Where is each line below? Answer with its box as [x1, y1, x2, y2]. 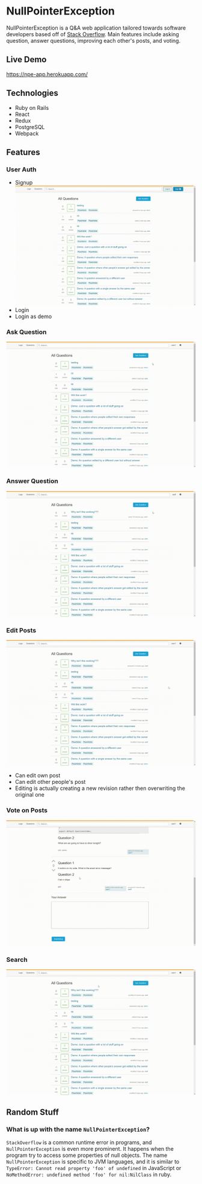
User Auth [6, 165, 37, 173]
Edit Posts [6, 626, 37, 634]
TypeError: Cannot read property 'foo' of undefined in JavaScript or [6, 1164, 182, 1171]
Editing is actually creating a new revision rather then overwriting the [14, 785, 185, 792]
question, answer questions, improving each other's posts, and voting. [6, 37, 181, 44]
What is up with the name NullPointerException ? [6, 1125, 150, 1133]
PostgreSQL [14, 123, 45, 130]
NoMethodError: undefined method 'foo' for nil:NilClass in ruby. [6, 1171, 172, 1178]
